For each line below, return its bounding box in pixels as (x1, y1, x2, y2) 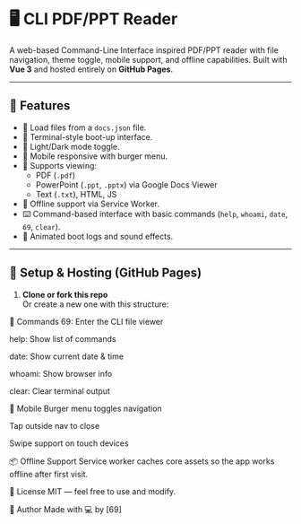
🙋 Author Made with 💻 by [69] (9, 503, 123, 514)
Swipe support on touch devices (9, 438, 129, 449)
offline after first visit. (9, 468, 89, 479)
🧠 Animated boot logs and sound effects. (21, 231, 174, 241)
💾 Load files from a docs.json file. (21, 122, 147, 133)
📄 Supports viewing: (21, 160, 97, 170)
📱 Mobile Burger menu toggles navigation (9, 403, 163, 414)
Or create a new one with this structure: (21, 299, 169, 310)
